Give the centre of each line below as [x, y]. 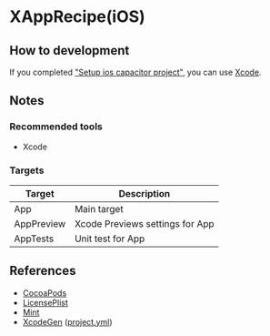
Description [145, 193]
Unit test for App [110, 239]
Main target [99, 209]
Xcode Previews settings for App [145, 223]
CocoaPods [45, 292]
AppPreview [40, 223]
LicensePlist [45, 302]
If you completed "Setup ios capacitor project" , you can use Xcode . [135, 72]
